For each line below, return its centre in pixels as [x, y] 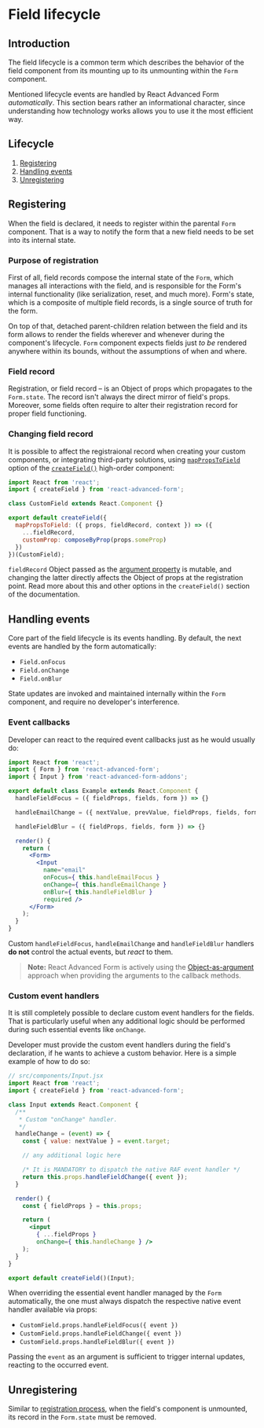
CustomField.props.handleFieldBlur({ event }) [97, 1342]
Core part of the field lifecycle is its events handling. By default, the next [125, 638]
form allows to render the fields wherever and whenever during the [117, 334]
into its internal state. [42, 240]
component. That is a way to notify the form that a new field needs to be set [131, 231]
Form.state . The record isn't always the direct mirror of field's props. [119, 397]
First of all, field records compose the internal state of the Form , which [121, 277]
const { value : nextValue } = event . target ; [96, 1141]
